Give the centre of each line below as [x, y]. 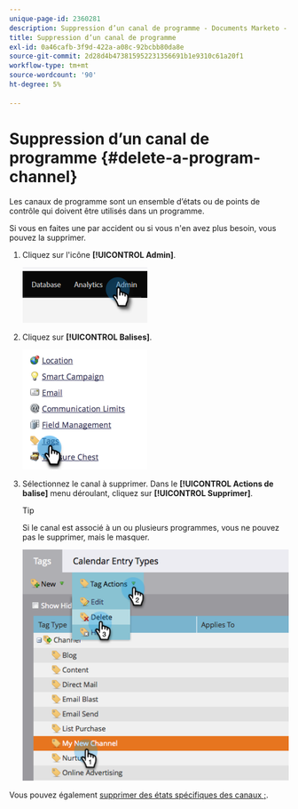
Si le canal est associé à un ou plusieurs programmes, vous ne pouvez [150, 527]
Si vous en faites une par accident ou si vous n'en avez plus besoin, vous [143, 228]
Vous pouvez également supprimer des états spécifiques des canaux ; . [139, 795]
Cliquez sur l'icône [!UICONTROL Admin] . [99, 254]
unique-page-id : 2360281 [55, 19]
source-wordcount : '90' [53, 76]
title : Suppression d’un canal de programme [93, 37]
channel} [43, 176]
